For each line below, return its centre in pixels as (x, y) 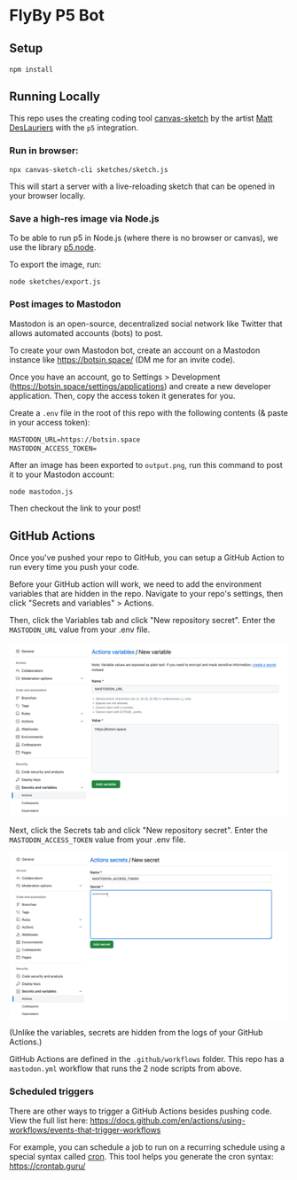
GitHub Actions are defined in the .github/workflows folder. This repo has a (147, 1059)
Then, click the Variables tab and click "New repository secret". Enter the (142, 620)
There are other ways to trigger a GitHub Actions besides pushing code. (141, 1111)
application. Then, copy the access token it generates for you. (122, 395)
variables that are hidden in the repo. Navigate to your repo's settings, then (146, 593)
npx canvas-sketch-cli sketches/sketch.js (89, 170)
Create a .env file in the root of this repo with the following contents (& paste (148, 412)
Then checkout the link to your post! (75, 508)
